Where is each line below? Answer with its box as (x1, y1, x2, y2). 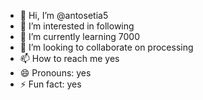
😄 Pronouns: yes (19, 67, 92, 79)
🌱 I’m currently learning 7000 (19, 31, 141, 42)
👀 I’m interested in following (19, 20, 135, 32)
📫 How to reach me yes (19, 53, 120, 64)
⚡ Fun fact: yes (19, 78, 82, 90)
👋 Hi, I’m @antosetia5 (19, 10, 109, 21)
